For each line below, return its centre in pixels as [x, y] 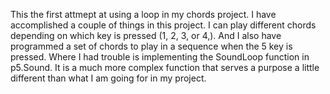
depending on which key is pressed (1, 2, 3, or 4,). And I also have [146, 35]
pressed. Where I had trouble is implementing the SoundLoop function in [160, 57]
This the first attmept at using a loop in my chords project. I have [143, 14]
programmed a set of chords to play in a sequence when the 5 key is [151, 46]
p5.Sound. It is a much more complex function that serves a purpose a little [165, 67]
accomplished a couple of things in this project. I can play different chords [163, 25]
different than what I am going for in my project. [108, 78]
